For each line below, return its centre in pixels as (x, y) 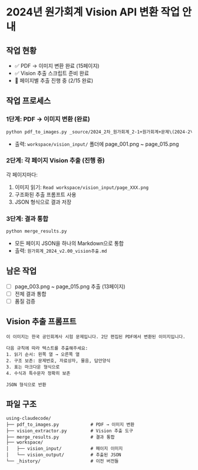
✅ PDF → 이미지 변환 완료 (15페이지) (57, 66)
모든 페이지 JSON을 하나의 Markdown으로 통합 (69, 243)
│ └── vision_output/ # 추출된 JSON (64, 455)
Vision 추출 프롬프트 (41, 322)
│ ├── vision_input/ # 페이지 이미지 (65, 448)
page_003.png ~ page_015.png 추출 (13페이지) (70, 286)
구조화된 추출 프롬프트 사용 (45, 194)
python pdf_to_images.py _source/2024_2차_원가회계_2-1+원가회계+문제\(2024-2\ (100, 132)
